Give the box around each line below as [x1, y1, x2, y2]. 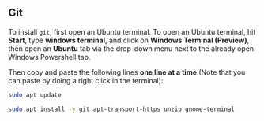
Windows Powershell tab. [8, 52, 91, 61]
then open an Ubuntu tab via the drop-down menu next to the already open [8, 43, 255, 53]
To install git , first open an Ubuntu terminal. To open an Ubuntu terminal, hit [8, 27, 256, 36]
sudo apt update [8, 90, 62, 99]
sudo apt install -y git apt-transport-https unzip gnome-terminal [8, 105, 236, 113]
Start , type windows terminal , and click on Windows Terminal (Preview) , [8, 35, 250, 45]
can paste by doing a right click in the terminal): [8, 75, 164, 85]
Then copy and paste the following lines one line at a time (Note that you [8, 67, 246, 77]
